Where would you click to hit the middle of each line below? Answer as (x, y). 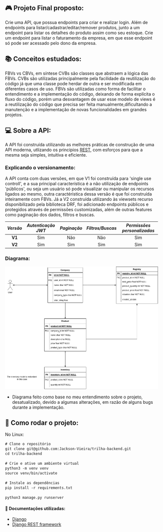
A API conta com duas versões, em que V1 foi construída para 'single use (78, 178)
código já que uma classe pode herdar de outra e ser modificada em (73, 83)
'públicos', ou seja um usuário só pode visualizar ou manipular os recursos (80, 189)
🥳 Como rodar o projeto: (42, 423)
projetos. (14, 115)
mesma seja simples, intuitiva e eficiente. (46, 155)
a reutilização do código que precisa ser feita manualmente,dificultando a (79, 104)
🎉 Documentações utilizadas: (35, 508)
